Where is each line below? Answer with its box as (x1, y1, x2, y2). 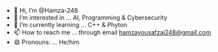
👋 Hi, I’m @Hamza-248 (13, 7, 79, 14)
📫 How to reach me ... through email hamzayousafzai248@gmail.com (13, 28, 211, 36)
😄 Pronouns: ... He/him (13, 38, 80, 46)
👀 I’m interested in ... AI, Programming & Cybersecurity (13, 14, 167, 22)
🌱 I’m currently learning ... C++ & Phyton (13, 21, 128, 28)
